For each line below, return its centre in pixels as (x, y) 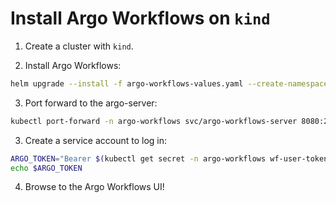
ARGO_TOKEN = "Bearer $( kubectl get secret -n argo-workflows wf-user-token (169, 158)
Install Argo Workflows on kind (140, 18)
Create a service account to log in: (96, 140)
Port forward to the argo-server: (91, 103)
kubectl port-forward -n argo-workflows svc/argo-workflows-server (154, 121)
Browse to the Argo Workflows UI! (94, 187)
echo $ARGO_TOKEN (46, 168)
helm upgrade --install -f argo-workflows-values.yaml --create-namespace (169, 83)
